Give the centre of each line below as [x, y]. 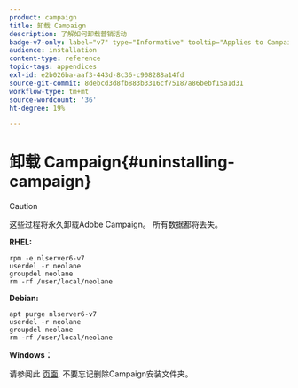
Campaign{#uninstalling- [139, 163]
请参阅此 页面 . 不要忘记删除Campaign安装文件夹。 [101, 374]
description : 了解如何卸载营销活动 [68, 34]
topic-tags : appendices [53, 67]
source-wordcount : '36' [53, 100]
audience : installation [53, 50]
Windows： [31, 355]
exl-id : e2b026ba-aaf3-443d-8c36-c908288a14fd [97, 75]
